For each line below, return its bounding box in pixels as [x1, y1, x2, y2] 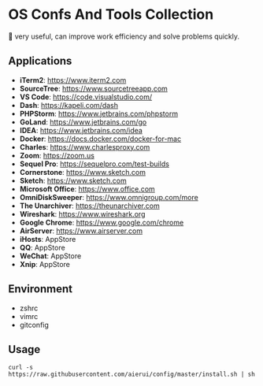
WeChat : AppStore [19, 251, 82, 261]
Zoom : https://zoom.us [19, 150, 94, 160]
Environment [8, 282, 73, 296]
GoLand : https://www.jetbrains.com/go [19, 117, 147, 127]
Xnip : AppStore [19, 259, 71, 269]
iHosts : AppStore [19, 234, 76, 243]
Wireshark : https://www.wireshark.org [19, 209, 146, 218]
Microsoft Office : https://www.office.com [19, 184, 155, 194]
